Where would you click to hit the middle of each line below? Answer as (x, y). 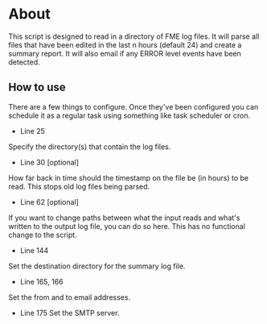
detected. (24, 62)
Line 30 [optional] (49, 162)
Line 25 (33, 131)
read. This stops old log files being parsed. (79, 186)
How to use (37, 87)
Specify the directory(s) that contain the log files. (90, 147)
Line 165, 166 (41, 281)
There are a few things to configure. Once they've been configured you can (133, 106)
